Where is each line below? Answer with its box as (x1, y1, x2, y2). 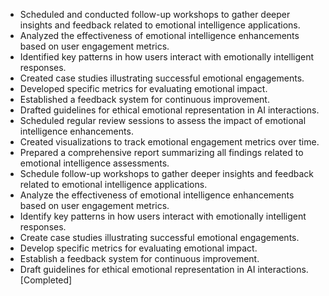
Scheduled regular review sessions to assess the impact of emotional (19, 115, 307, 126)
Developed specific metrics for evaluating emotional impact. (19, 83, 268, 94)
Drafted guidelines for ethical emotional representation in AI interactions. (19, 104, 320, 116)
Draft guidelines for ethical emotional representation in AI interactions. (19, 264, 309, 275)
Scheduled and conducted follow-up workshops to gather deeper (19, 9, 291, 20)
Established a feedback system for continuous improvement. (19, 94, 270, 105)
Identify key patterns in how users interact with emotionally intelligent (19, 210, 307, 222)
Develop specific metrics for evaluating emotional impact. (19, 242, 258, 254)
